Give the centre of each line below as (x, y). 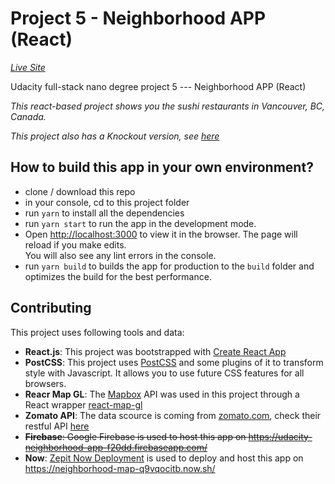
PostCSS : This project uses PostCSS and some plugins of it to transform (174, 362)
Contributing (51, 308)
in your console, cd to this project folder (107, 202)
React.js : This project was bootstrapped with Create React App (155, 351)
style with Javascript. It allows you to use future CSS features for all (164, 373)
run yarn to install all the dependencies (104, 213)
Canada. (28, 116)
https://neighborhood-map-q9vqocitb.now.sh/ (120, 468)
